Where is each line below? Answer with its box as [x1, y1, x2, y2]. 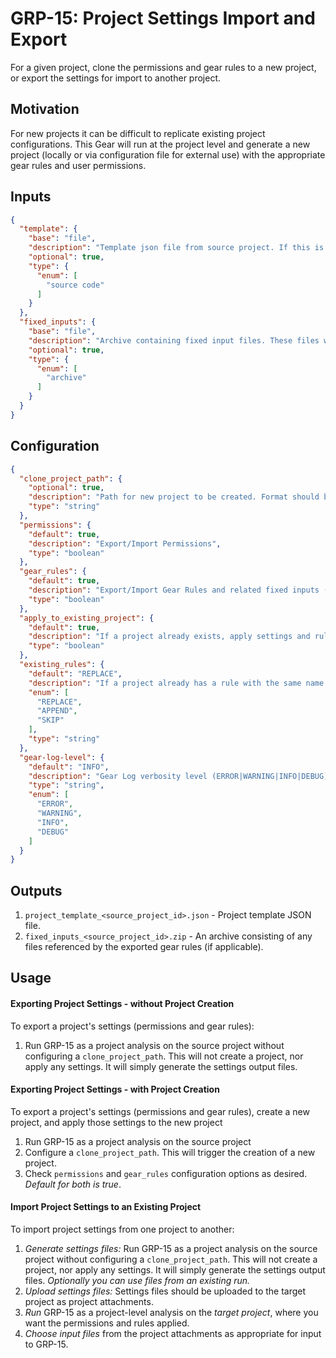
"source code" [46, 280, 105, 290]
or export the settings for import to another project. [10, 72, 222, 84]
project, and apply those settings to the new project [10, 1116, 223, 1128]
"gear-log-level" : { [19, 752, 105, 762]
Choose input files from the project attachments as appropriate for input [24, 1328, 322, 1340]
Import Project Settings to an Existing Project [10, 1201, 202, 1213]
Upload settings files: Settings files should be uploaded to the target [24, 1285, 307, 1297]
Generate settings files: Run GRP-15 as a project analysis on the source [24, 1243, 318, 1255]
